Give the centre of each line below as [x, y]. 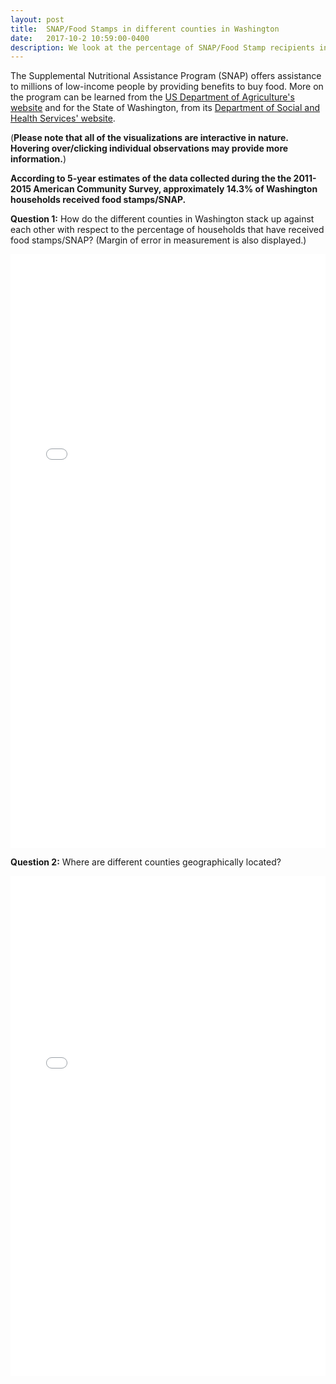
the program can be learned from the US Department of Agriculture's [152, 97]
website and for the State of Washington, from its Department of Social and [165, 108]
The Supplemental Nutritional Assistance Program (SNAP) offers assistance [166, 76]
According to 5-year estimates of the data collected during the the [151, 178]
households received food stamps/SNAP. [98, 200]
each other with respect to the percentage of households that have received [167, 230]
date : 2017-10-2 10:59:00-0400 [80, 38]
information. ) [38, 159]
